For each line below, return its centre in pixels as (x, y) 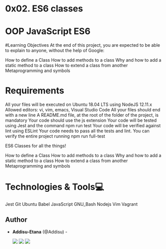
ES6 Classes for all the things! (36, 146)
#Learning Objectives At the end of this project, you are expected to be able (83, 45)
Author (16, 220)
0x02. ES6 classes (44, 9)
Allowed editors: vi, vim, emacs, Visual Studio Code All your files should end (83, 110)
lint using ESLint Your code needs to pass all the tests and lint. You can (77, 131)
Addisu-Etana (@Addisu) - (40, 232)
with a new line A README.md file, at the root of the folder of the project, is (82, 115)
